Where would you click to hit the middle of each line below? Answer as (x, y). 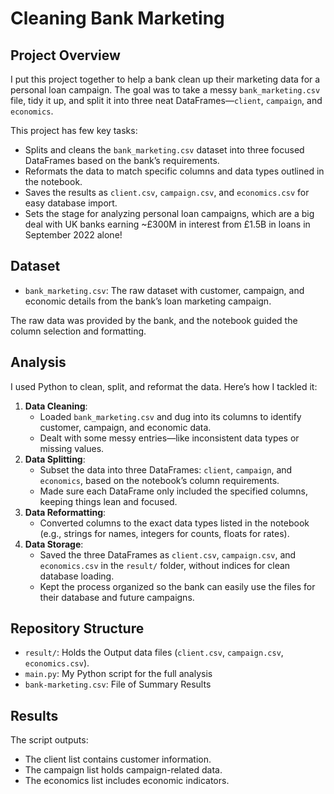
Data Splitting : (55, 459)
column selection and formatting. (78, 331)
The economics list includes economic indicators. (127, 781)
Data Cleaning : (56, 406)
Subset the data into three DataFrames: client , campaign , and (166, 469)
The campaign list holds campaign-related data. (123, 770)
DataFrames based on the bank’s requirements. (122, 160)
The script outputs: (49, 740)
